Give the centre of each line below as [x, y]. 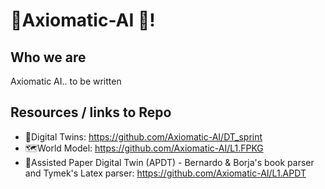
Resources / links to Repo [91, 112]
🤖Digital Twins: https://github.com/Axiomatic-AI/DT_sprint [143, 136]
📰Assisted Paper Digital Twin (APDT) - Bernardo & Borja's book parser [169, 162]
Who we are [48, 57]
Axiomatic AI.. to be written [66, 81]
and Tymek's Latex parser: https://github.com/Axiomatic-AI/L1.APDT [165, 173]
